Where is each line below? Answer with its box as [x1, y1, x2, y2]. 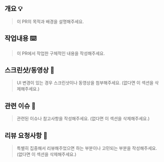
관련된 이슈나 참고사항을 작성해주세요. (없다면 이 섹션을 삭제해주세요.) [16, 116, 150, 121]
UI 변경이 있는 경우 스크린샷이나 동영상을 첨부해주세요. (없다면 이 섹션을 [16, 80, 154, 86]
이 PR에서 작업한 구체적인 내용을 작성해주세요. [16, 50, 105, 56]
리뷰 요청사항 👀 [4, 131, 48, 139]
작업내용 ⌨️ [4, 34, 37, 43]
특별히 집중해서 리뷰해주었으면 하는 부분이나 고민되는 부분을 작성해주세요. [16, 145, 158, 151]
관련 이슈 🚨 [4, 102, 36, 110]
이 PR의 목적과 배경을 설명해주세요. [16, 19, 84, 24]
